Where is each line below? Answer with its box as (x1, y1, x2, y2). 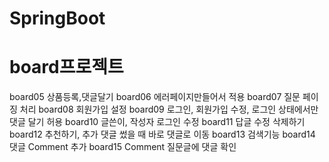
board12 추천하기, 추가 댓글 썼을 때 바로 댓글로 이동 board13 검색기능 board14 (9, 128, 316, 141)
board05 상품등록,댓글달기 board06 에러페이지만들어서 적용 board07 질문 (9, 91, 301, 103)
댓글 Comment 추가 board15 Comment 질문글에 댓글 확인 (9, 141, 237, 153)
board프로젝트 (9, 56, 124, 79)
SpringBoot (9, 7, 106, 30)
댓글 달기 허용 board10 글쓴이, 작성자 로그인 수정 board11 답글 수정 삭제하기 (9, 116, 306, 128)
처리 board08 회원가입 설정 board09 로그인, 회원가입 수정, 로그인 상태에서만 (19, 103, 319, 116)
